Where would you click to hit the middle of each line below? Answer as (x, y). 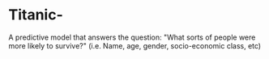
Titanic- (36, 15)
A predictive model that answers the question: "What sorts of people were (132, 37)
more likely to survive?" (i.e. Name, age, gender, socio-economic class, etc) (135, 45)
